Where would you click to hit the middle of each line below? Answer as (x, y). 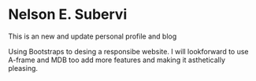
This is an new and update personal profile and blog (93, 36)
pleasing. (23, 68)
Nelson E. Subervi (68, 15)
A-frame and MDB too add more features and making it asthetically (117, 60)
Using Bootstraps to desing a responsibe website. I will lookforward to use (128, 51)
